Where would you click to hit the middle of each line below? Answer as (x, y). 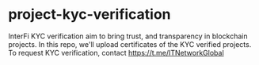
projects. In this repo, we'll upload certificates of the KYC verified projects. (130, 44)
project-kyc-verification (90, 14)
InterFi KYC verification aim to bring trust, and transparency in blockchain (128, 36)
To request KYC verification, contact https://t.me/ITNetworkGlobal (116, 52)
